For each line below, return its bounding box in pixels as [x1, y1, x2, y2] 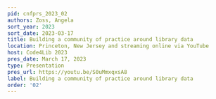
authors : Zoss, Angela [7, 17, 74, 24]
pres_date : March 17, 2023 [7, 56, 87, 63]
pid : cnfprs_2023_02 [7, 10, 68, 17]
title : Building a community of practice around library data [7, 36, 193, 43]
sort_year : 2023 [7, 23, 55, 30]
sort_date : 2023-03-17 [7, 29, 74, 37]
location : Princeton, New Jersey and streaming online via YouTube [7, 43, 210, 49]
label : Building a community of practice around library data [7, 75, 193, 82]
